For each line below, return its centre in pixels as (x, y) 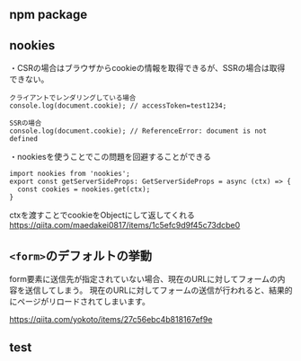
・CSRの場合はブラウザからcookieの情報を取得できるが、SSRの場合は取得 (147, 68)
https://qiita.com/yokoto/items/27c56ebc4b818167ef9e (111, 320)
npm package (49, 15)
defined (24, 139)
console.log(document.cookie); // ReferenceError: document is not (138, 131)
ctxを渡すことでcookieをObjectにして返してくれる (102, 216)
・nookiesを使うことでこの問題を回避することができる (110, 157)
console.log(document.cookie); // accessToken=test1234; (118, 106)
